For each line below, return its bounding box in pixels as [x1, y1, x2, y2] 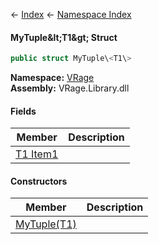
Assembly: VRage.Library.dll [10, 82, 130, 94]
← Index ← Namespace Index [10, 9, 132, 20]
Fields [10, 105, 37, 117]
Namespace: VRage [10, 72, 95, 84]
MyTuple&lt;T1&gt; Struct [10, 31, 118, 43]
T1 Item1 [15, 147, 59, 161]
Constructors [10, 175, 68, 187]
